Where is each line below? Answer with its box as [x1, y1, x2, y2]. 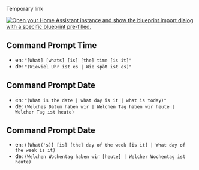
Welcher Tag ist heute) [14, 109, 75, 115]
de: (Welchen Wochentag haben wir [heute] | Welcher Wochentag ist [14, 153, 186, 160]
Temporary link [6, 5, 44, 12]
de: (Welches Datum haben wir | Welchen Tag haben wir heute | [14, 102, 175, 110]
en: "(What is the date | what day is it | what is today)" [14, 96, 167, 103]
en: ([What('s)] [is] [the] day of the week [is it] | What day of [14, 141, 186, 148]
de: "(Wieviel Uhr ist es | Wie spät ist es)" [14, 62, 132, 70]
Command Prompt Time [6, 40, 97, 50]
